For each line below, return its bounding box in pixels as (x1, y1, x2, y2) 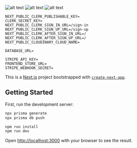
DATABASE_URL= (5, 49, 34, 53)
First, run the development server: (5, 101, 74, 107)
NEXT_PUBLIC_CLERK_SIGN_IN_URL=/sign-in (5, 23, 89, 27)
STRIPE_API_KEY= (5, 57, 38, 62)
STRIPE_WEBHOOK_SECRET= (5, 66, 54, 71)
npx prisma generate (5, 111, 47, 116)
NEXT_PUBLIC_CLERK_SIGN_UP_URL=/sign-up (5, 27, 89, 32)
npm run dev (5, 129, 29, 134)
